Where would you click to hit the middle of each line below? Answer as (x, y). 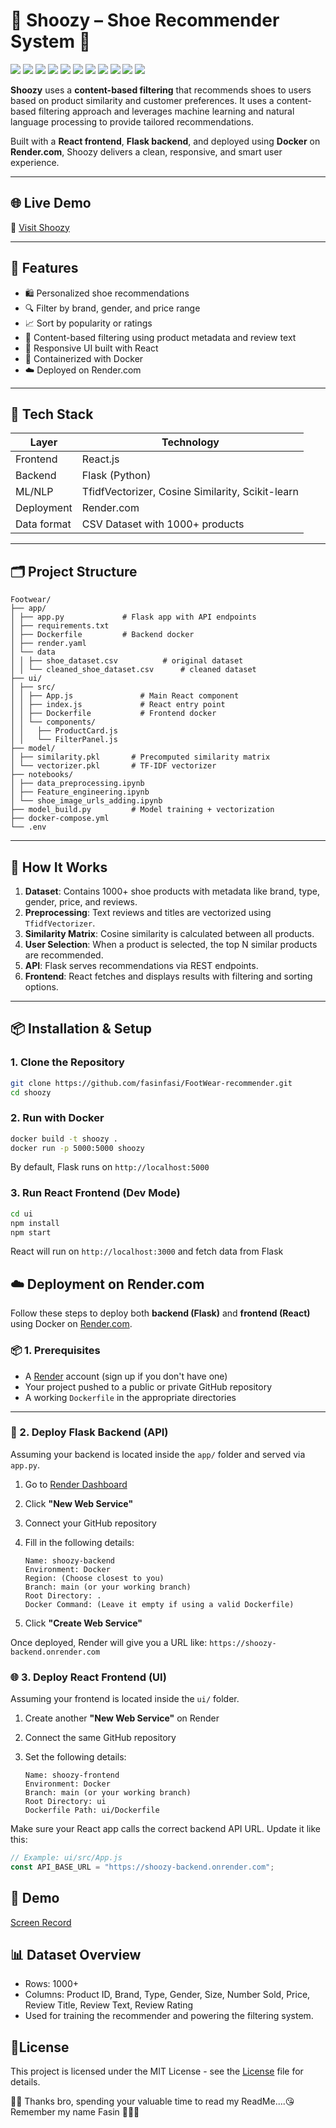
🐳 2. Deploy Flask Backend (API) (89, 1432)
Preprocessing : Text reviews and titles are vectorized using (148, 912)
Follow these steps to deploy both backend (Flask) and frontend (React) (160, 1313)
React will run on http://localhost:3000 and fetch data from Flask (147, 1251)
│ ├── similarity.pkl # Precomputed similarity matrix (140, 757)
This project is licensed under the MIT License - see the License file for (157, 2071)
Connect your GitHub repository (90, 1523)
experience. (35, 162)
